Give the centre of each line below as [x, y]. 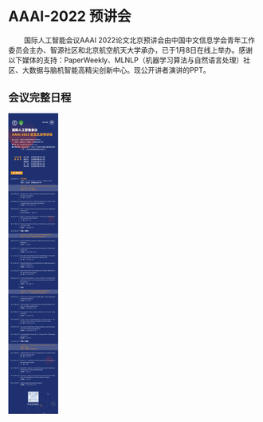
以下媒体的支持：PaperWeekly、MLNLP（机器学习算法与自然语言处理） [126, 60]
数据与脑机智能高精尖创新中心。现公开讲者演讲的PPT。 [120, 70]
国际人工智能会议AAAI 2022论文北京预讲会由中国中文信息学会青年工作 [139, 40]
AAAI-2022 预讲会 [70, 16]
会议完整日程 [40, 98]
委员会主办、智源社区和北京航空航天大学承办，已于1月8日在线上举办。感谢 [131, 50]
